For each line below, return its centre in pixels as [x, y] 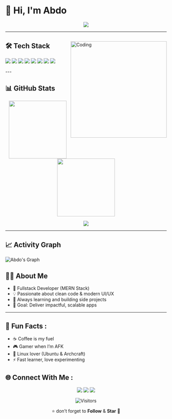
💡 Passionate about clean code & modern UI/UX [63, 294]
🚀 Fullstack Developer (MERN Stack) [51, 288]
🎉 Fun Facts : [26, 326]
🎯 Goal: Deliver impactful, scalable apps [55, 305]
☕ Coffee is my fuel [33, 339]
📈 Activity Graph [33, 244]
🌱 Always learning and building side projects [59, 300]
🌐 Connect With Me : [39, 378]
